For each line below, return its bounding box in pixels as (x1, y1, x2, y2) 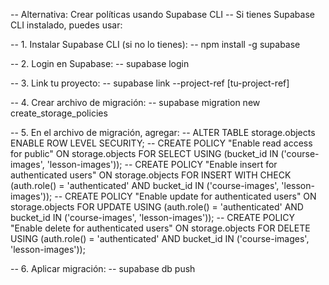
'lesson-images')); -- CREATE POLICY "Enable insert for (46, 159, 278, 170)
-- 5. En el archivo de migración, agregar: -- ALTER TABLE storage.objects (10, 127, 316, 138)
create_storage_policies (10, 107, 108, 119)
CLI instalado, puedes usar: (10, 19, 123, 31)
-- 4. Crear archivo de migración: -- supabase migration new (10, 97, 261, 108)
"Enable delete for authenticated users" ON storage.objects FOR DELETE (10, 222, 311, 234)
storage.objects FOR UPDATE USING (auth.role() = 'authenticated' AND (10, 201, 304, 213)
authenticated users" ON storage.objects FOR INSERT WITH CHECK (10, 169, 292, 181)
